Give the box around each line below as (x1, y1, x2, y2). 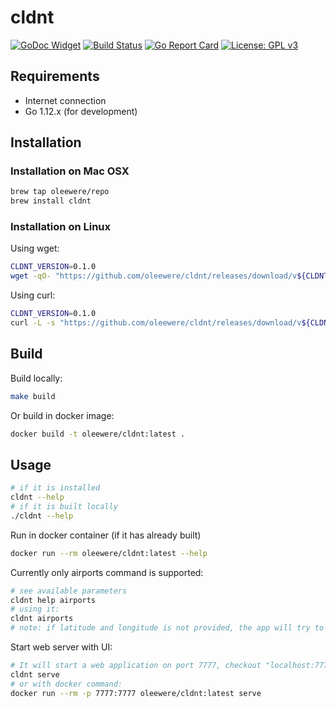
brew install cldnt (10, 196, 92, 206)
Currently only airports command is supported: (10, 566, 204, 578)
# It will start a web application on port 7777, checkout (10, 661, 262, 671)
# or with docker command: (10, 679, 123, 689)
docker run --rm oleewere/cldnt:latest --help (10, 548, 208, 558)
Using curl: (10, 289, 56, 301)
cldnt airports (10, 614, 74, 624)
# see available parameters (10, 586, 128, 596)
